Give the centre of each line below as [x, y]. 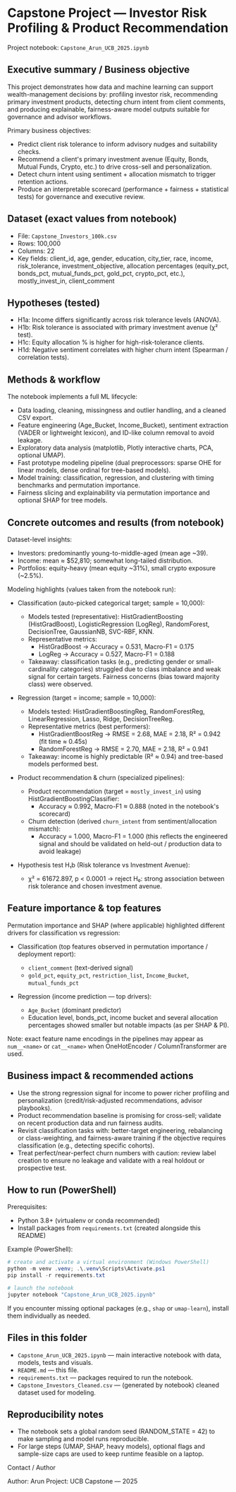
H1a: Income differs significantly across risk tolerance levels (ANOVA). [119, 320]
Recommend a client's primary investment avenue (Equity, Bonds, [113, 159]
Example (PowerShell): [40, 1249]
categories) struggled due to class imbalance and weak [141, 669]
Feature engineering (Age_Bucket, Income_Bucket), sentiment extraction [123, 426]
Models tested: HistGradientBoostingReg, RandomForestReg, [117, 711]
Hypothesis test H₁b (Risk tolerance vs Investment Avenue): [104, 865]
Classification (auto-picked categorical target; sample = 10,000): [111, 603]
